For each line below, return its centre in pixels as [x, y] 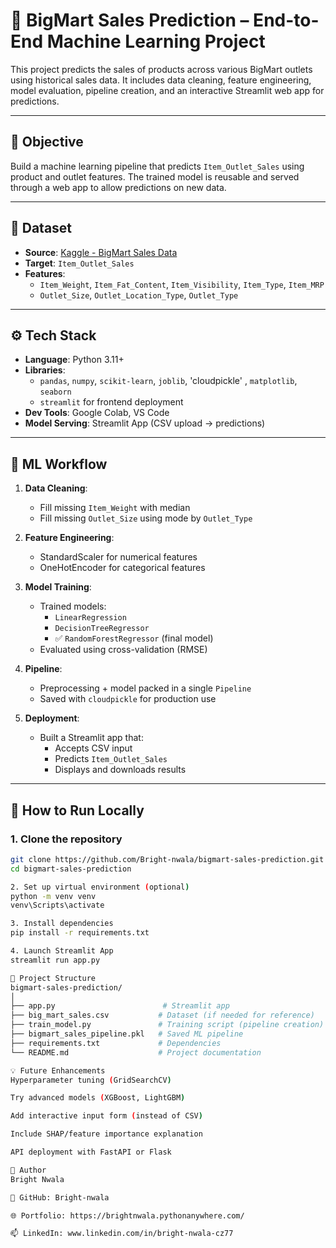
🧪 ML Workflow [59, 464]
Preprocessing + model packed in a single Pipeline [145, 688]
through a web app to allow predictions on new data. [118, 187]
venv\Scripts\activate [57, 905]
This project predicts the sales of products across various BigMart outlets [161, 69]
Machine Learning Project [156, 41]
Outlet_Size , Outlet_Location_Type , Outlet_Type [139, 295]
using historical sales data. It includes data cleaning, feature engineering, [161, 80]
